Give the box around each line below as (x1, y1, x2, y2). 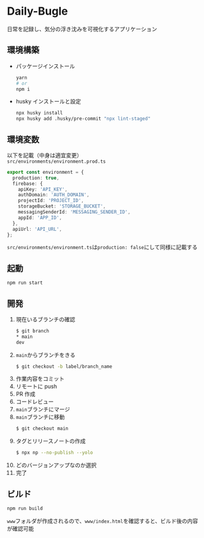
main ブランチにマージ (15, 406, 70, 413)
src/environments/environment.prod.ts (7, 158, 106, 165)
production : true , (12, 174, 60, 181)
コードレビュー (15, 398, 54, 405)
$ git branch (15, 327, 50, 334)
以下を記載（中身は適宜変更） (7, 151, 82, 159)
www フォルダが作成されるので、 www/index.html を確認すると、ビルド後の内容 (7, 517, 198, 525)
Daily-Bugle (7, 4, 68, 18)
